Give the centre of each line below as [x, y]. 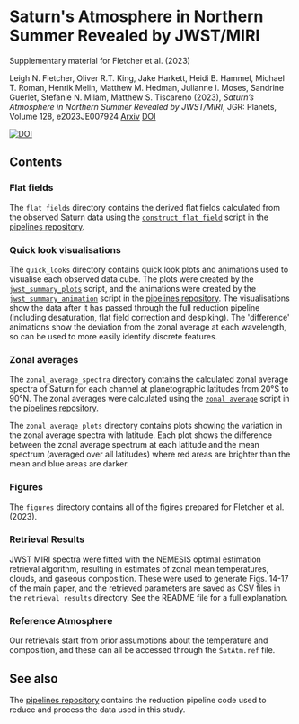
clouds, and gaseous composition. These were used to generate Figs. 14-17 [149, 578]
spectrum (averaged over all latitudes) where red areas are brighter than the [150, 454]
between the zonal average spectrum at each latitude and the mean [135, 445]
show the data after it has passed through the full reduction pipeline [135, 307]
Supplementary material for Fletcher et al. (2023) [100, 60]
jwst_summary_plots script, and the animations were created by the [133, 288]
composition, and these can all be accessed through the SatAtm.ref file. [142, 650]
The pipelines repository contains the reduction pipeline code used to [138, 700]
